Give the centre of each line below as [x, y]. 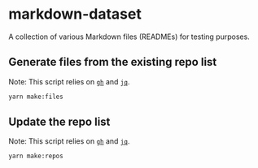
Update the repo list [59, 122]
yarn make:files [36, 97]
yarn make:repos [36, 156]
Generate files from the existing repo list [113, 62]
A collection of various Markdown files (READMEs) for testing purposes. [129, 37]
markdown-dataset [75, 14]
